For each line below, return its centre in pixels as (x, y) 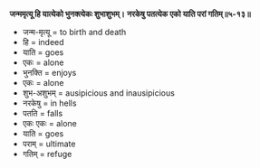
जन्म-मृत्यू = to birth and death (74, 32)
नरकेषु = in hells (49, 103)
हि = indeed (43, 42)
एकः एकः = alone (49, 123)
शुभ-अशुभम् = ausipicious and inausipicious (98, 93)
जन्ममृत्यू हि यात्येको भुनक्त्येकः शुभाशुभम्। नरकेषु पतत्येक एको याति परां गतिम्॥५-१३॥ (130, 14)
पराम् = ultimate (49, 144)
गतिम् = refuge (47, 154)
